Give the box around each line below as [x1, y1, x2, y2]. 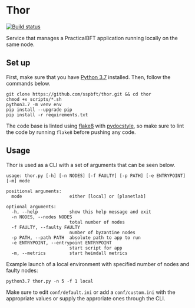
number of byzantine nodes [69, 230, 135, 235]
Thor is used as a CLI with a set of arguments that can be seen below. [6, 161, 176, 168]
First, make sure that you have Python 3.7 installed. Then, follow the [6, 73, 171, 80]
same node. [6, 41, 35, 48]
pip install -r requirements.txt [6, 112, 88, 118]
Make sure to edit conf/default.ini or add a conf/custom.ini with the [6, 289, 176, 296]
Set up [6, 58, 31, 68]
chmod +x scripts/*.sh [6, 96, 62, 102]
